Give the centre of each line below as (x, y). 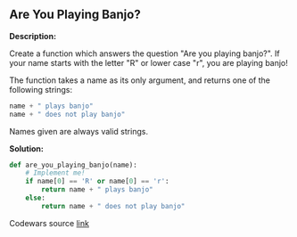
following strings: (41, 89)
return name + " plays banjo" (97, 190)
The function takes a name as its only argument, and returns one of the (140, 80)
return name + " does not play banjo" (113, 206)
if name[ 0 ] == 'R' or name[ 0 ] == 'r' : (97, 182)
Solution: (27, 148)
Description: (33, 36)
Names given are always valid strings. (79, 131)
